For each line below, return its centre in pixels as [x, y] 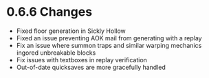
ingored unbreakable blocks [56, 53]
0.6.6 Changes [49, 12]
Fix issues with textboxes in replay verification [81, 60]
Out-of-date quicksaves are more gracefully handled [91, 67]
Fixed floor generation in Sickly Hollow [71, 31]
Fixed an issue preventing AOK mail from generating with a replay [109, 38]
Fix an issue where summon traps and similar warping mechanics [109, 45]
